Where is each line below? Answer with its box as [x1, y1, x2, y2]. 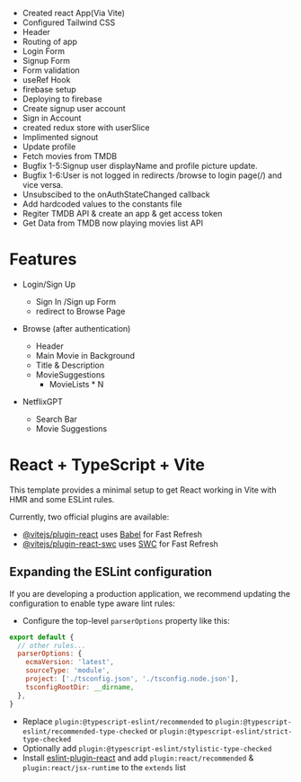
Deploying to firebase [22, 93, 102, 104]
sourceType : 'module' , [25, 666, 111, 675]
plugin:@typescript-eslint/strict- [159, 727, 293, 736]
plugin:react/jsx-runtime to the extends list [22, 761, 187, 772]
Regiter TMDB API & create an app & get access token [22, 209, 223, 218]
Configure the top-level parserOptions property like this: [22, 615, 231, 626]
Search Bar [35, 413, 78, 424]
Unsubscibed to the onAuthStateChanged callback [22, 189, 210, 200]
